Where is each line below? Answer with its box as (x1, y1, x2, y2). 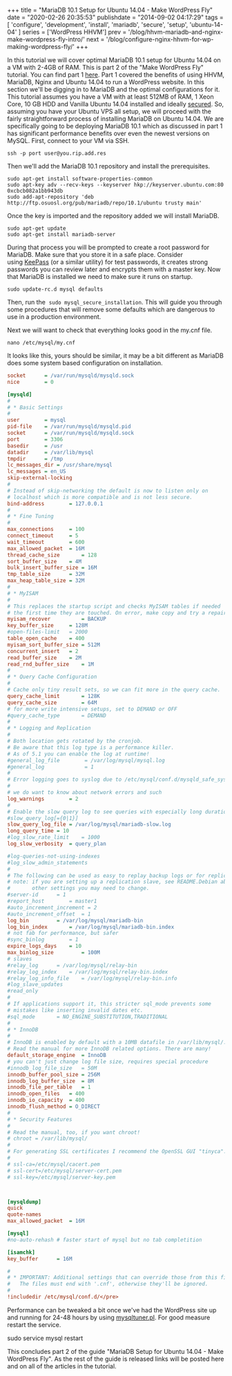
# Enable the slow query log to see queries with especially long (7, 808, 202, 815)
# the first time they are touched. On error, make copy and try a (7, 609, 206, 617)
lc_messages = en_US (7, 468, 67, 475)
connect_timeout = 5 (7, 532, 79, 539)
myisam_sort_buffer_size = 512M (7, 641, 100, 648)
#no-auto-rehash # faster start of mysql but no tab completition (7, 1236, 202, 1243)
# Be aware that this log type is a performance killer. (7, 744, 175, 751)
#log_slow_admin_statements (7, 859, 88, 866)
